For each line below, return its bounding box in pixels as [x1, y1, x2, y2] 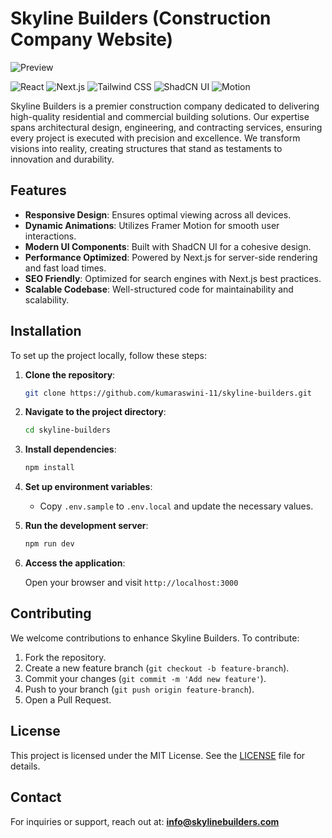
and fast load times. [24, 262, 107, 274]
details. [10, 760, 41, 772]
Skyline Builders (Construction [10, 7, 272, 30]
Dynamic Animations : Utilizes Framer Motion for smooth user [24, 219, 280, 231]
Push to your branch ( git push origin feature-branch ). [24, 683, 255, 695]
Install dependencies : [24, 443, 117, 456]
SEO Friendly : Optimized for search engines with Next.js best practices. [24, 272, 322, 284]
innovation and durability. [10, 153, 115, 165]
